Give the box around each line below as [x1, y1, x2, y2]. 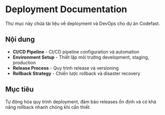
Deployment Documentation [5, 4, 127, 15]
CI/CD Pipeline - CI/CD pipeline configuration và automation [12, 48, 140, 54]
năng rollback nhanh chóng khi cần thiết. [5, 104, 91, 110]
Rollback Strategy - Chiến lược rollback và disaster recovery [12, 70, 141, 76]
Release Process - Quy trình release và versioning [12, 65, 119, 71]
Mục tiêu [5, 85, 34, 94]
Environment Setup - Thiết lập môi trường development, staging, [12, 54, 149, 60]
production [12, 60, 36, 66]
